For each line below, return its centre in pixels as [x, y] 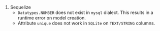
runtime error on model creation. [52, 18]
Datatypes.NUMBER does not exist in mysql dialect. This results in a [85, 12]
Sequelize [21, 7]
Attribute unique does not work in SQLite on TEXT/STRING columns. [86, 23]
